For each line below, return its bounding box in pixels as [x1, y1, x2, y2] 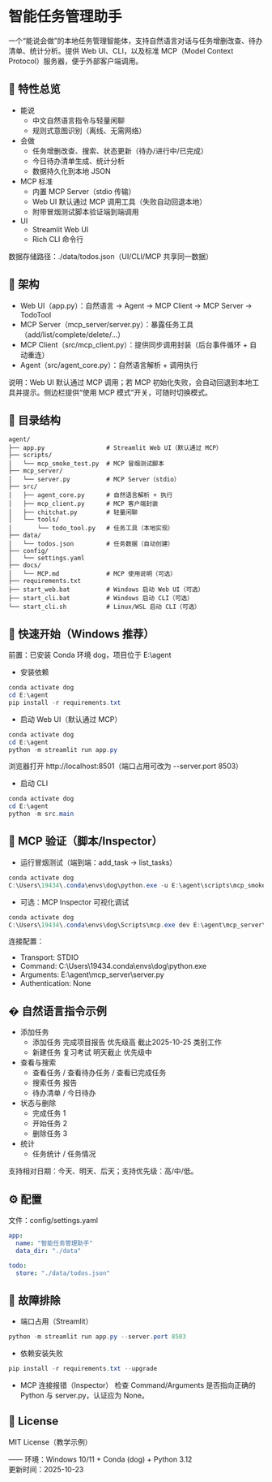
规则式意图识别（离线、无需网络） [32, 125, 147, 135]
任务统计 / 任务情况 [32, 1149, 96, 1159]
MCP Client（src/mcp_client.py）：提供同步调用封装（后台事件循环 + [19, 339, 249, 349]
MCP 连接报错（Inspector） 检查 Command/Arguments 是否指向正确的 [19, 1380, 257, 1389]
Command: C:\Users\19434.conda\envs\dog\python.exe [19, 961, 207, 971]
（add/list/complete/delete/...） [19, 330, 125, 339]
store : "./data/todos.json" [15, 1268, 111, 1277]
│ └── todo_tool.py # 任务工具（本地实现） [8, 525, 174, 533]
